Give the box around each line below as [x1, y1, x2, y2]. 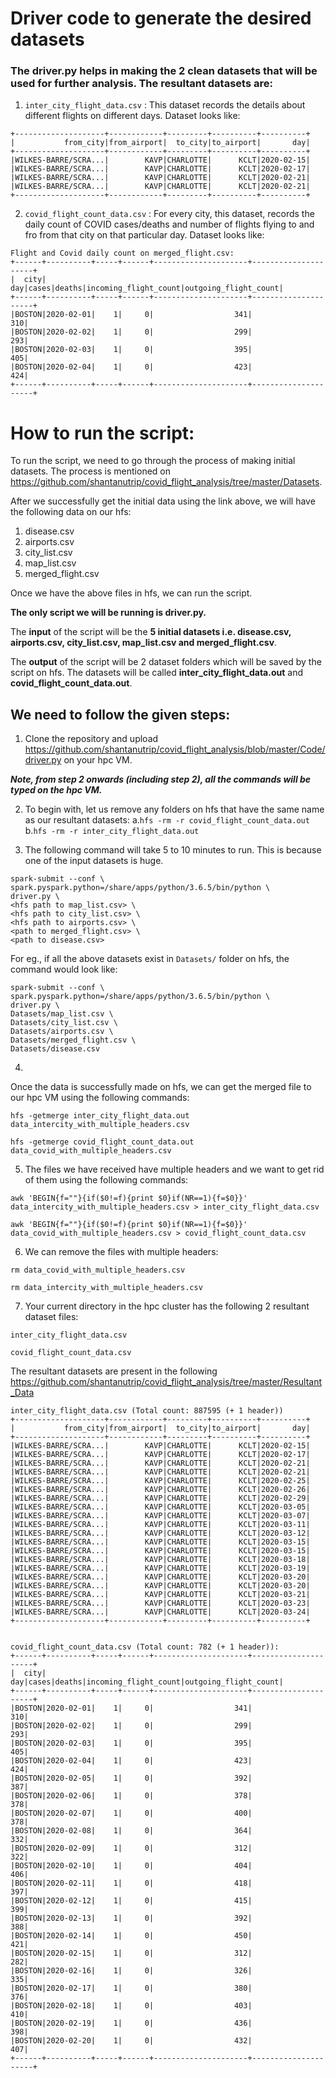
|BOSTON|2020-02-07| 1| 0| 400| [10, 1808, 253, 1819]
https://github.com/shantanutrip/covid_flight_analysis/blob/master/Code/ [24, 743, 326, 756]
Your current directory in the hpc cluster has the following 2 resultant [24, 1300, 310, 1312]
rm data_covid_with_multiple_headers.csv [10, 1265, 186, 1276]
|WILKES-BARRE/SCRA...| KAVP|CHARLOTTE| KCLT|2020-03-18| [10, 1555, 311, 1565]
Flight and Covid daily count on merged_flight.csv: [10, 248, 235, 259]
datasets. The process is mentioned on [10, 465, 171, 477]
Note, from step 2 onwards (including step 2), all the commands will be [10, 773, 312, 786]
